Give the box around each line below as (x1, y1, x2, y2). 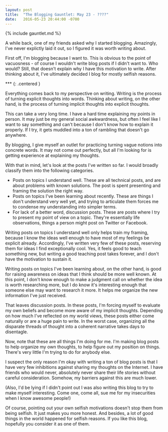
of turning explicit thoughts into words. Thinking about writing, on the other (5, 96, 160, 102)
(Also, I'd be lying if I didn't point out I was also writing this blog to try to (5, 384, 154, 391)
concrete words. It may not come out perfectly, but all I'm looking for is (5, 147, 152, 153)
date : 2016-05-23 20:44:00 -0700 (5, 17, 80, 22)
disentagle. (5, 329, 29, 335)
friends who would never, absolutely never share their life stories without (5, 369, 155, 376)
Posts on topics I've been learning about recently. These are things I (12, 193, 153, 199)
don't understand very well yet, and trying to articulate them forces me (12, 198, 159, 204)
